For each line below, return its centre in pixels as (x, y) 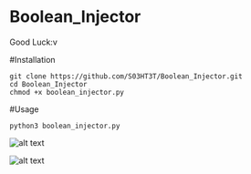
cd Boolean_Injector (49, 84)
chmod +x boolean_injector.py (67, 92)
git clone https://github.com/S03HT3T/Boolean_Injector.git (126, 76)
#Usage (24, 109)
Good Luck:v (33, 42)
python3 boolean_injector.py (65, 126)
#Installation (33, 59)
